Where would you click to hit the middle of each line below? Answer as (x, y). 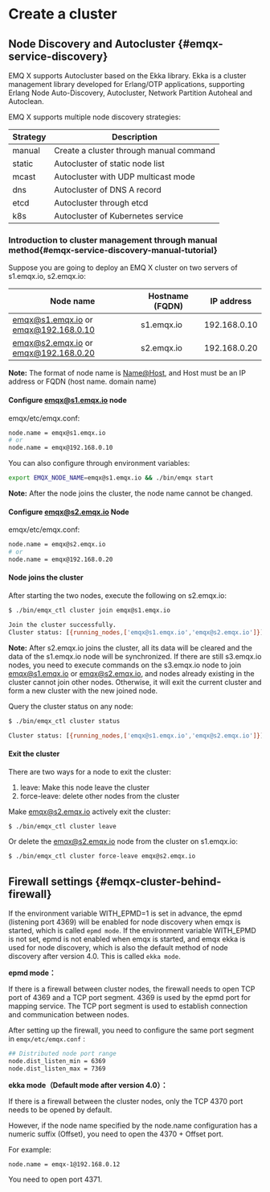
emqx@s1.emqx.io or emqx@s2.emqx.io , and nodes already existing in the (131, 673)
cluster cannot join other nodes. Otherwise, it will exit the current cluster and (135, 682)
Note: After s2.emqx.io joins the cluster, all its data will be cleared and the (131, 648)
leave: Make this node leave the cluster (85, 787)
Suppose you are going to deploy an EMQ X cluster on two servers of (123, 268)
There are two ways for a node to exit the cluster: (90, 771)
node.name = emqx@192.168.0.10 (61, 448)
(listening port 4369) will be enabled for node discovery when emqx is (125, 922)
